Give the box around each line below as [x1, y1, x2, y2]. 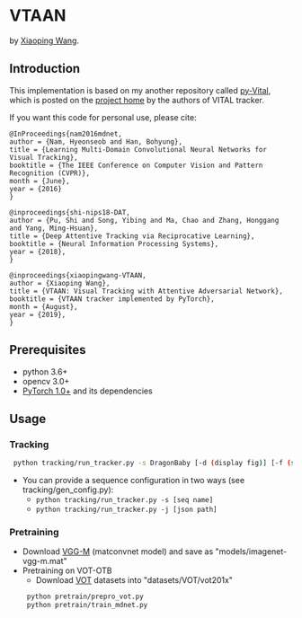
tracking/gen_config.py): [22, 484, 114, 495]
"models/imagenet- [215, 546, 288, 557]
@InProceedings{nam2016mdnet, [9, 129, 123, 138]
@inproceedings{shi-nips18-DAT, [9, 207, 130, 216]
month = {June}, [9, 176, 70, 185]
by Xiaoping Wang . [9, 35, 79, 46]
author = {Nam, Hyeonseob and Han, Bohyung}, [9, 137, 182, 146]
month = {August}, [9, 302, 78, 311]
